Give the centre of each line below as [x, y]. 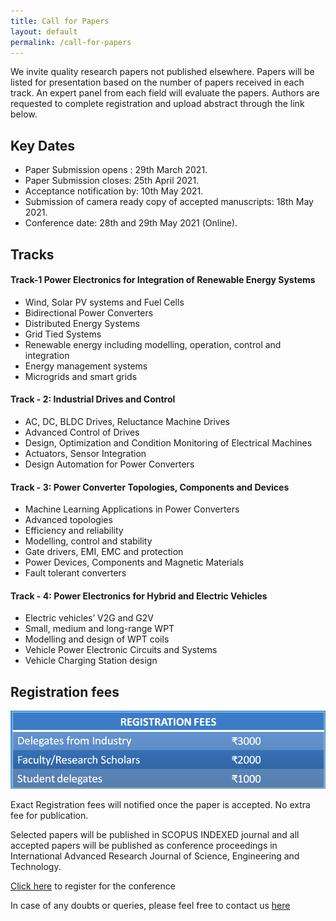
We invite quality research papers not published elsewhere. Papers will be [162, 72]
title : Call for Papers [60, 21]
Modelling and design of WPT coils [97, 639]
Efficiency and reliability [74, 531]
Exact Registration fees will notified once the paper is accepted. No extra [160, 805]
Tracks [32, 254]
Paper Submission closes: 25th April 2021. [112, 181]
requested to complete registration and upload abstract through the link [157, 104]
